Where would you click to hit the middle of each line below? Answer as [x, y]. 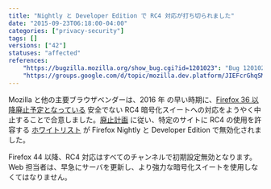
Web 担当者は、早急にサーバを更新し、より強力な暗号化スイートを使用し [130, 166]
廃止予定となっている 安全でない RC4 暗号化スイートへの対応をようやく [134, 109]
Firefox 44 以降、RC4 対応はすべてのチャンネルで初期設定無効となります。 [132, 157]
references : [28, 61]
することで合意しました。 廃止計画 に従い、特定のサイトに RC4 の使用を [135, 119]
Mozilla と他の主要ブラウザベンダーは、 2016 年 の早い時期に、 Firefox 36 [129, 99]
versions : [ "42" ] [38, 46]
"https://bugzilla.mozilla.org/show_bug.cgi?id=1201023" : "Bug [131, 68]
